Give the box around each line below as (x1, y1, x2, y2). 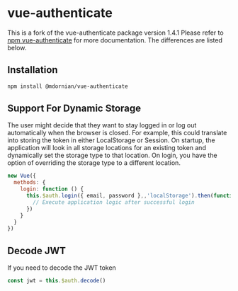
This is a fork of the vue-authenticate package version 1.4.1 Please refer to (7, 28, 225, 37)
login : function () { (20, 186, 84, 193)
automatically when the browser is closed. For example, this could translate (7, 129, 227, 137)
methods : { (13, 179, 46, 186)
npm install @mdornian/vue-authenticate (7, 83, 129, 90)
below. (7, 43, 27, 52)
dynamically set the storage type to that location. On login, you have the (7, 151, 217, 160)
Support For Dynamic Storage (7, 103, 142, 115)
